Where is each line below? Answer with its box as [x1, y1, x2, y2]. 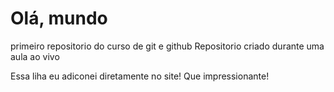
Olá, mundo [10, 7, 108, 30]
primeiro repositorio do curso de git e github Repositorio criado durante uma [10, 40, 325, 52]
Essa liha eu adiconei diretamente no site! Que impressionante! [10, 70, 270, 82]
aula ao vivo [10, 50, 60, 62]
